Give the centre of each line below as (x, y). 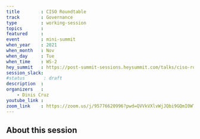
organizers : (25, 89)
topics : (25, 28)
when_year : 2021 (32, 45)
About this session (42, 130)
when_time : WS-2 (32, 61)
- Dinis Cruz (33, 95)
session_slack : (25, 73)
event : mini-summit (41, 39)
